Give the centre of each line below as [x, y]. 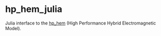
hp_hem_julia [34, 9]
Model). [13, 28]
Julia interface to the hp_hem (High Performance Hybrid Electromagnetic [81, 23]
